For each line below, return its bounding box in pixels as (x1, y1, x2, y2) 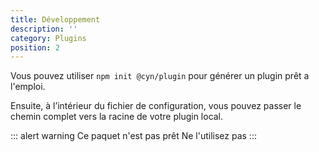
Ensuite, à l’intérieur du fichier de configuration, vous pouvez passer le (10, 100, 302, 112)
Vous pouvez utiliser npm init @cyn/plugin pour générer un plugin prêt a (10, 70, 310, 82)
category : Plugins (10, 33, 87, 43)
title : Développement (10, 14, 101, 25)
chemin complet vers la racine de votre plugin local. (10, 111, 224, 123)
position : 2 (10, 42, 60, 53)
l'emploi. (10, 81, 46, 93)
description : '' (10, 24, 78, 34)
